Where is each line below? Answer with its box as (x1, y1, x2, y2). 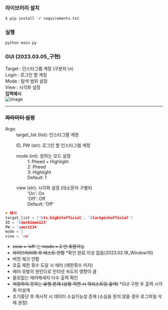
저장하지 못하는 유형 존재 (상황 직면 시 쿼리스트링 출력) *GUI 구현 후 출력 (12, 281, 153, 287)
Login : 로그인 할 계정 (5, 71, 47, 78)
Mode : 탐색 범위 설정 (5, 78, 47, 84)
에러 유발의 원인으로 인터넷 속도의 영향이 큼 (12, 269, 97, 275)
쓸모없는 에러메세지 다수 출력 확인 (12, 275, 78, 281)
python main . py (5, 40, 37, 45)
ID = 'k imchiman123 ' (5, 220, 48, 225)
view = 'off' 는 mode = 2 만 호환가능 (12, 244, 85, 250)
